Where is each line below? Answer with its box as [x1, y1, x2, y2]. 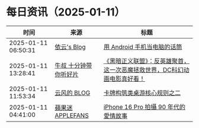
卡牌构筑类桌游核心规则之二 [103, 88, 181, 97]
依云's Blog [54, 43, 86, 51]
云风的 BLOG [54, 88, 91, 97]
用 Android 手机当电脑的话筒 [103, 43, 182, 51]
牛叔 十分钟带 [54, 61, 92, 69]
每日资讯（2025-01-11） [6, 5, 126, 19]
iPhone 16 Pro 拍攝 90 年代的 [103, 103, 185, 111]
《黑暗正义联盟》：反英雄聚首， [103, 57, 190, 65]
